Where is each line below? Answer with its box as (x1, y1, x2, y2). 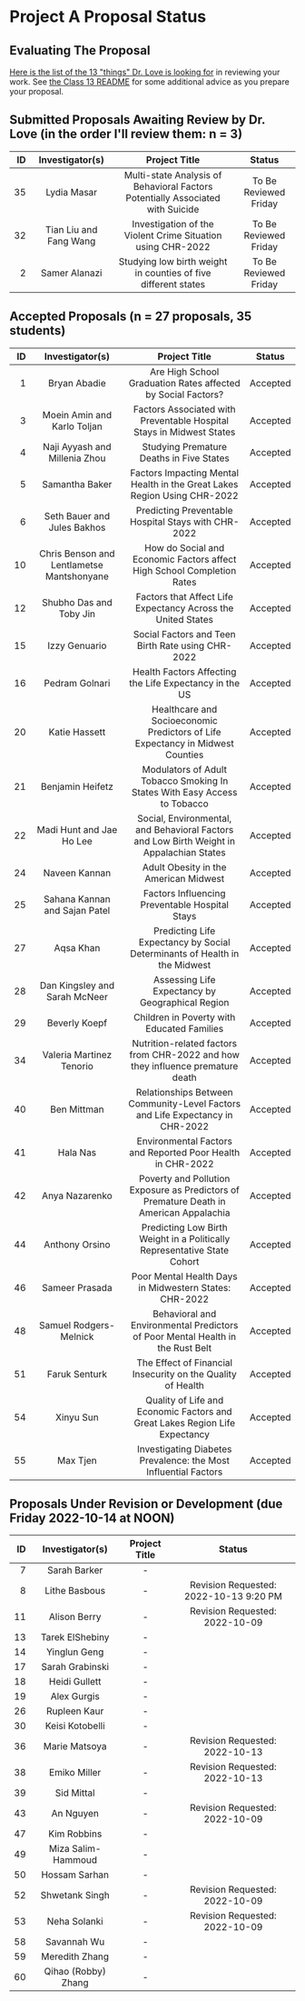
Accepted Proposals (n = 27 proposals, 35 (9, 309, 252, 325)
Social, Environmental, (137, 812, 232, 825)
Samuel (39, 1318, 72, 1331)
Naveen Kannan (43, 866, 112, 879)
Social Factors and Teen (133, 627, 236, 640)
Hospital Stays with (130, 515, 212, 528)
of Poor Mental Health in (133, 1330, 237, 1343)
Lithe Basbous (44, 1585, 106, 1597)
